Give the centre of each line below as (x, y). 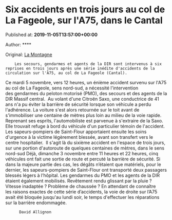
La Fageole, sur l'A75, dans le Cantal (84, 20)
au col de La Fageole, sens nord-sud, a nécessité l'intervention (72, 88)
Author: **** (18, 44)
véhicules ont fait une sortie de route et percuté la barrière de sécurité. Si (83, 159)
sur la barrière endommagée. (36, 203)
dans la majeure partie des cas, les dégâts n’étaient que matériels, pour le (83, 164)
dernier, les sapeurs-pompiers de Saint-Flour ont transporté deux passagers (86, 170)
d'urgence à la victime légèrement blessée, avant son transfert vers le (79, 137)
